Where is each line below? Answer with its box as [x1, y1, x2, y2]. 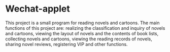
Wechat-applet [5, 3, 70, 15]
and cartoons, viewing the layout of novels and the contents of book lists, [5, 30, 159, 36]
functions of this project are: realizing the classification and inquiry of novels [5, 25, 165, 31]
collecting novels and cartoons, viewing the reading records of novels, [5, 36, 152, 42]
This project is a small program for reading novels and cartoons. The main [5, 20, 160, 26]
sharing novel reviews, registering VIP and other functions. [5, 41, 128, 47]
